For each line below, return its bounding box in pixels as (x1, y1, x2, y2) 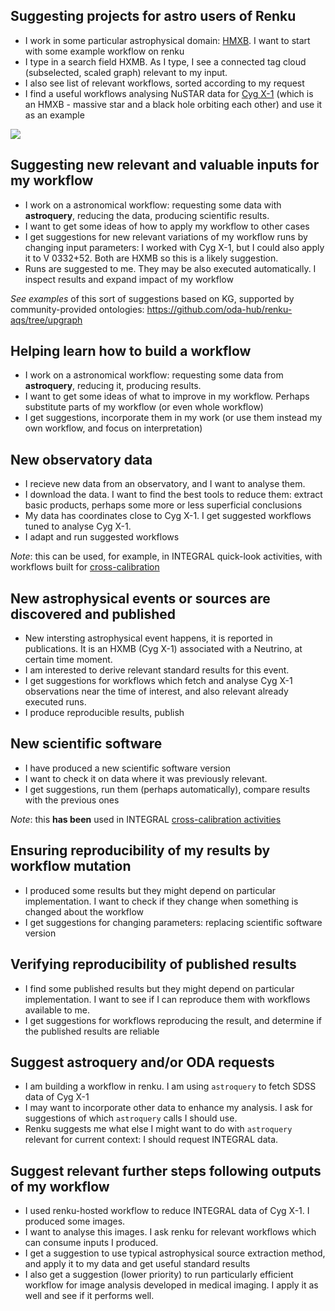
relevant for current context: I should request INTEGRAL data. (24, 1134, 279, 1146)
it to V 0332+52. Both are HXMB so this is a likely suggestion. (24, 252, 279, 264)
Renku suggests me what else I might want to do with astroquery (24, 1123, 293, 1135)
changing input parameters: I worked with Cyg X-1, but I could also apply (24, 241, 325, 253)
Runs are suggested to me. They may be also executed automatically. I (24, 262, 317, 274)
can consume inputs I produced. (24, 1237, 159, 1249)
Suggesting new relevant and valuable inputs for (10, 157, 320, 174)
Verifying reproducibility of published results (10, 956, 297, 973)
